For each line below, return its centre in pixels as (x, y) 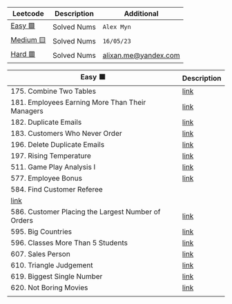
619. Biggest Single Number (57, 276)
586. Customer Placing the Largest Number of (86, 212)
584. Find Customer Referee (57, 189)
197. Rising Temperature (51, 156)
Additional (141, 13)
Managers (27, 111)
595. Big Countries (41, 232)
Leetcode (28, 13)
